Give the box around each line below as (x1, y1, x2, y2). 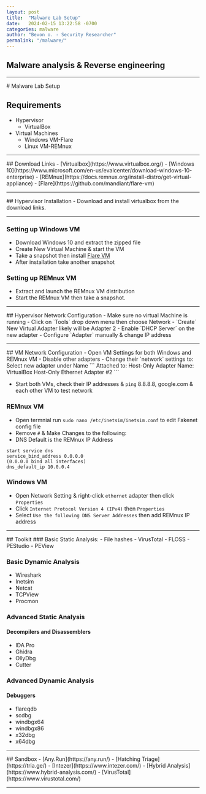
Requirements (6, 100, 61, 110)
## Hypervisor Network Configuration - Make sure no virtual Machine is (6, 312, 188, 319)
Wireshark (15, 571, 42, 579)
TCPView (15, 591, 39, 598)
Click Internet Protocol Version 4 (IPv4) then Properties (15, 504, 165, 512)
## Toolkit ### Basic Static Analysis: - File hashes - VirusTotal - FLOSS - (6, 535, 190, 543)
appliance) (6, 179, 34, 187)
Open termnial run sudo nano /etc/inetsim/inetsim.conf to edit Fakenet (15, 416, 198, 423)
